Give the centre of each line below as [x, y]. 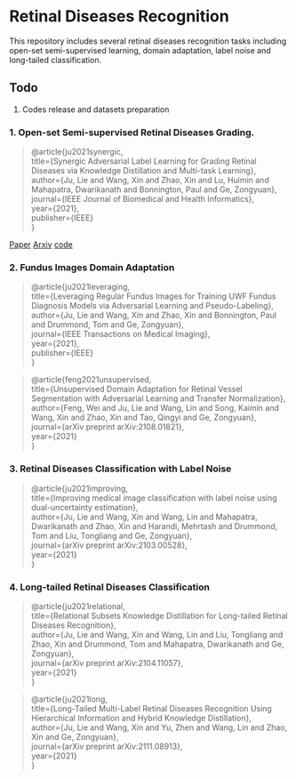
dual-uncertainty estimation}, [84, 507]
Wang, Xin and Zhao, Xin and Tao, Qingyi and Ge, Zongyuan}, [144, 418]
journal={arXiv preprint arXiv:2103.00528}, [109, 545]
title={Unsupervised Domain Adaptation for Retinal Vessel [136, 389]
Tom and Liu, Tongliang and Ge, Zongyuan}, [112, 535]
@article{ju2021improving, [80, 488]
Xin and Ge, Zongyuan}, [75, 736]
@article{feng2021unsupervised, [91, 380]
